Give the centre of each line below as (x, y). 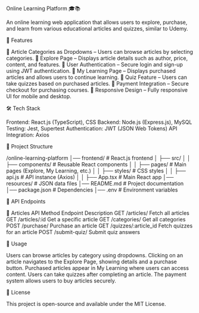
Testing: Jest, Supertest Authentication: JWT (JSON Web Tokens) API (92, 128)
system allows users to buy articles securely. (61, 281)
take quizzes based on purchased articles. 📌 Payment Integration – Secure (97, 83)
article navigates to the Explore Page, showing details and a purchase (92, 262)
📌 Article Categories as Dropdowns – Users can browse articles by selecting (100, 52)
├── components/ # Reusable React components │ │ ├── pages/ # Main (96, 164)
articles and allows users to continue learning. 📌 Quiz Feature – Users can (97, 77)
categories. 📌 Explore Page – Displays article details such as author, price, (97, 58)
